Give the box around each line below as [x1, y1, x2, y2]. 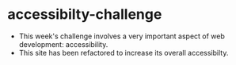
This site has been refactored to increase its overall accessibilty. [18, 48, 229, 57]
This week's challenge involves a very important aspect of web [18, 31, 225, 41]
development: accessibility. [18, 39, 108, 49]
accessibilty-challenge [7, 5, 162, 23]
